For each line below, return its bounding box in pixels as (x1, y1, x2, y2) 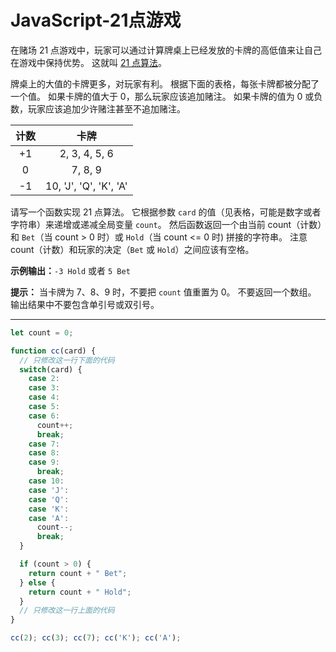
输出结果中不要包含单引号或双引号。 (10, 298, 160, 310)
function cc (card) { (10, 346, 97, 356)
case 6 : (28, 411, 60, 421)
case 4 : (28, 392, 60, 403)
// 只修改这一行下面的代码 (19, 355, 115, 365)
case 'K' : (28, 504, 70, 514)
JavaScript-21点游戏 (10, 9, 182, 32)
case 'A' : (28, 513, 70, 523)
